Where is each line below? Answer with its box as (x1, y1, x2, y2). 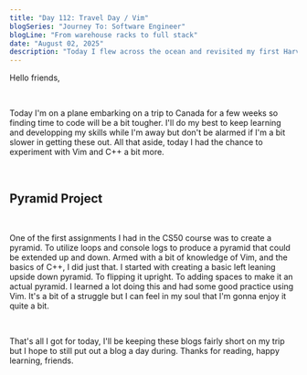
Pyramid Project (9, 191, 103, 206)
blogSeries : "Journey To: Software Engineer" (9, 22, 185, 31)
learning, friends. (9, 355, 74, 366)
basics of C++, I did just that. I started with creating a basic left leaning (9, 261, 276, 272)
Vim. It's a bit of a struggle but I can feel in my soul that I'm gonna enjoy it (9, 290, 287, 301)
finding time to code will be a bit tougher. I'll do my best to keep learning (9, 118, 281, 129)
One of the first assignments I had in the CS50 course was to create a (9, 232, 272, 243)
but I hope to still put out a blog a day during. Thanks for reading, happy (9, 345, 281, 356)
